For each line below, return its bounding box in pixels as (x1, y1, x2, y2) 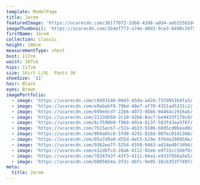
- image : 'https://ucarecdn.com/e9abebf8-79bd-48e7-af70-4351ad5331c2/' (11, 103, 196, 109)
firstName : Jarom (6, 31, 49, 37)
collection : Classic (6, 36, 58, 42)
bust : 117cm (6, 53, 36, 59)
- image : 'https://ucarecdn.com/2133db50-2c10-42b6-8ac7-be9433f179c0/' (11, 114, 196, 120)
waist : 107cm (6, 58, 39, 64)
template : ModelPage (6, 8, 58, 15)
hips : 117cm (6, 64, 36, 70)
